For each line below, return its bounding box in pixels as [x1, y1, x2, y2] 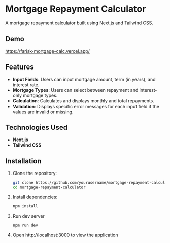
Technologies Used [5, 123, 67, 132]
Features [5, 63, 34, 72]
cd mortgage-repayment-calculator [12, 185, 86, 190]
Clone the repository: [12, 170, 57, 177]
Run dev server [12, 213, 45, 219]
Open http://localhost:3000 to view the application [12, 232, 118, 238]
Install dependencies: [12, 194, 58, 200]
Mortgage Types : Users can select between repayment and [12, 87, 139, 93]
